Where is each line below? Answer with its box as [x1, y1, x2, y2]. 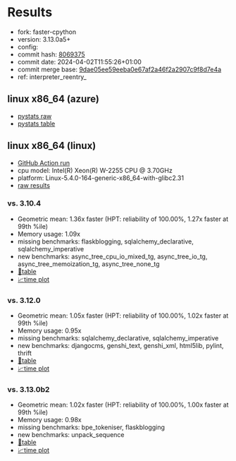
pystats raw [17, 112, 52, 120]
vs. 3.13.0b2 [7, 385, 50, 395]
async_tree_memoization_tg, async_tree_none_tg [17, 259, 160, 268]
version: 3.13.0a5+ [17, 35, 71, 43]
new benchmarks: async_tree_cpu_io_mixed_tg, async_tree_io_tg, [17, 252, 208, 261]
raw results [17, 181, 51, 189]
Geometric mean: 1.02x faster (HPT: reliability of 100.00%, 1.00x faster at [17, 400, 229, 409]
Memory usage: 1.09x [17, 229, 81, 238]
